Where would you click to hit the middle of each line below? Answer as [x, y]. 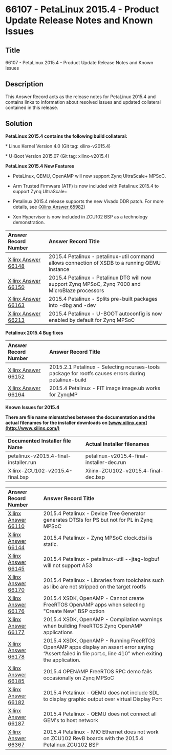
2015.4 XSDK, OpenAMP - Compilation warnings [103, 619]
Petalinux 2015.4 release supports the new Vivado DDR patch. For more [88, 201]
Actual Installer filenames [117, 444]
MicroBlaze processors [76, 290]
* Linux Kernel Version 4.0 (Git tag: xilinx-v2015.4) [58, 146]
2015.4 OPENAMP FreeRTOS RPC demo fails [98, 671]
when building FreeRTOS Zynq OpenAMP [93, 625]
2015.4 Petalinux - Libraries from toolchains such [104, 580]
